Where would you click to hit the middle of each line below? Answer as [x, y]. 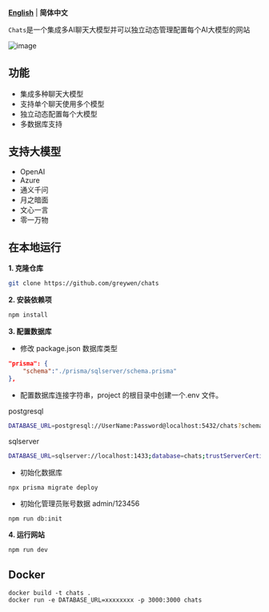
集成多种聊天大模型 [52, 94]
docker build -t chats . [50, 594]
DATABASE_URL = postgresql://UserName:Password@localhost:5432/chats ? [125, 426]
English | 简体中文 [38, 12]
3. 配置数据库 [30, 332]
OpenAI [32, 171]
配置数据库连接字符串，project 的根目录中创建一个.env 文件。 [121, 395]
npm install [28, 315]
